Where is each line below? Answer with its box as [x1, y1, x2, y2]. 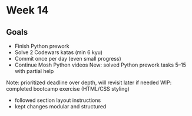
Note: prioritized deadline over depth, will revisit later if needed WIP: [6, 79, 172, 86]
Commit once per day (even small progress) [14, 55, 122, 62]
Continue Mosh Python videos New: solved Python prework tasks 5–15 [14, 61, 187, 68]
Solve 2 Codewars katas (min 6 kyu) [14, 49, 103, 56]
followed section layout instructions [14, 97, 101, 104]
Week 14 [6, 4, 49, 17]
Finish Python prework [14, 42, 69, 49]
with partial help [14, 68, 54, 74]
